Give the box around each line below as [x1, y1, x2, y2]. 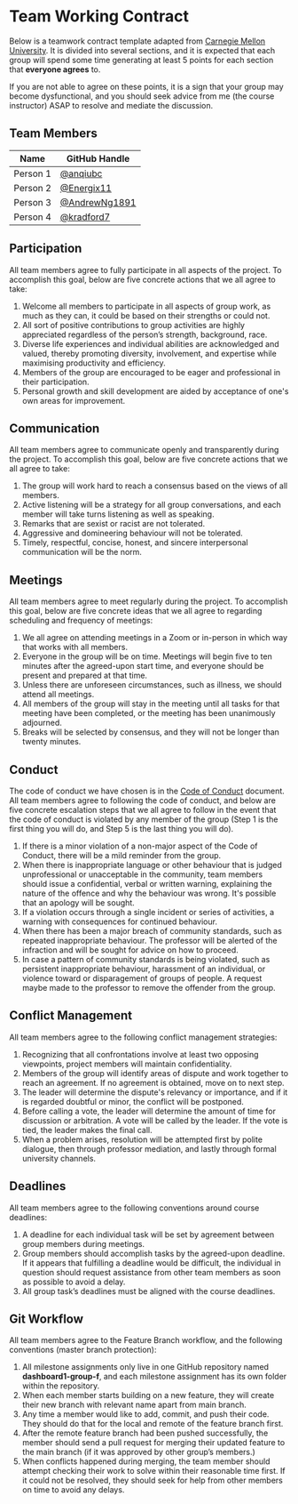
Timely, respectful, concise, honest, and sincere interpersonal [21, 537, 248, 548]
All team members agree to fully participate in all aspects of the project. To [9, 264, 282, 275]
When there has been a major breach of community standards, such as [21, 926, 282, 936]
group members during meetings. [21, 1238, 145, 1249]
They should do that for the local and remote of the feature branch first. [21, 1419, 284, 1429]
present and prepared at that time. [21, 670, 148, 681]
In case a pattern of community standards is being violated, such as [21, 954, 271, 964]
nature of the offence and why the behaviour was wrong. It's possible [21, 888, 277, 898]
